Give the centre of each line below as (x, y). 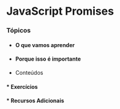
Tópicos (19, 31)
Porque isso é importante (48, 59)
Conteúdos (29, 72)
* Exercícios (22, 86)
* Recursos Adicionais (35, 101)
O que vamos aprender (45, 45)
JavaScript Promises (60, 11)
